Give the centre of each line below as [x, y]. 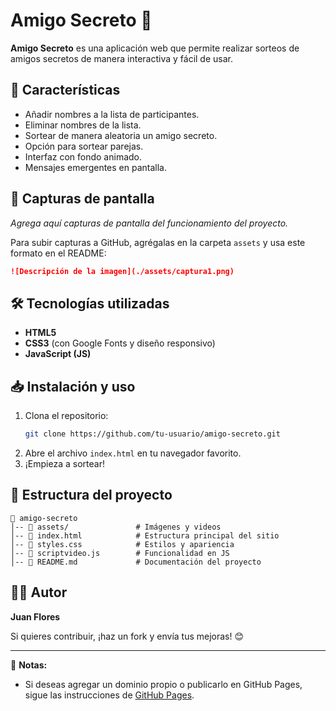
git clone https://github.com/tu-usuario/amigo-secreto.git [152, 434]
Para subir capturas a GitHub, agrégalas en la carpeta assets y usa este [158, 242]
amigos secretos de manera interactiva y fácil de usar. [121, 58]
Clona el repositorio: [66, 416]
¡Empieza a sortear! [64, 463]
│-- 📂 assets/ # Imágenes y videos [116, 527]
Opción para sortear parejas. [84, 146]
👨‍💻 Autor [39, 592]
